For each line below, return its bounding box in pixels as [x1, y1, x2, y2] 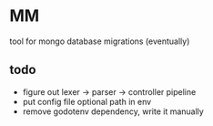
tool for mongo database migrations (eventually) [9, 36, 190, 47]
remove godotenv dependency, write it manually [22, 106, 205, 117]
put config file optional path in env [22, 96, 152, 107]
